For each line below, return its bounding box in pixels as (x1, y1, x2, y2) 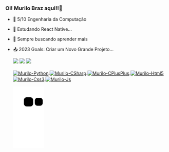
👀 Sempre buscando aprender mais (12, 36, 88, 42)
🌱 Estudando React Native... (12, 26, 72, 32)
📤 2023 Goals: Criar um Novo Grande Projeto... (12, 46, 114, 53)
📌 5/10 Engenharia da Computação (12, 16, 87, 23)
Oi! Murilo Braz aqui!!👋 (5, 5, 63, 12)
